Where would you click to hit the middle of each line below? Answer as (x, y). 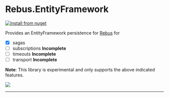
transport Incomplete (35, 60)
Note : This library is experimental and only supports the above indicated (80, 70)
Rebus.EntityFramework (57, 9)
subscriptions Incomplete (39, 48)
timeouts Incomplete (34, 54)
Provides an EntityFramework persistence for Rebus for (62, 33)
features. (15, 75)
